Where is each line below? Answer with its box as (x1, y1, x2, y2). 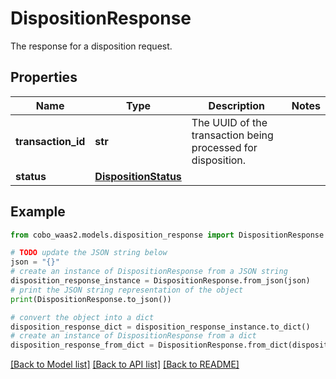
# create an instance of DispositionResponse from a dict (10, 331, 257, 341)
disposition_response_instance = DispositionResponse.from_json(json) (10, 276, 311, 286)
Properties (10, 69, 78, 86)
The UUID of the (191, 115, 268, 129)
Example (10, 203, 66, 221)
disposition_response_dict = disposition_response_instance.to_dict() (10, 322, 311, 332)
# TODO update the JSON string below (10, 248, 168, 258)
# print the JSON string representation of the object (10, 285, 244, 295)
